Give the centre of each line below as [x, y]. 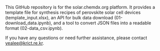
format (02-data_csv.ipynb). [34, 28]
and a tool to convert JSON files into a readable [102, 23]
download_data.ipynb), [29, 23]
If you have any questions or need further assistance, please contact [76, 38]
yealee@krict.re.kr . [25, 43]
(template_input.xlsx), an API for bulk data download [59, 18]
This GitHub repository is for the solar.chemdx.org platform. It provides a [80, 7]
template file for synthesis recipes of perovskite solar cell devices [73, 12]
